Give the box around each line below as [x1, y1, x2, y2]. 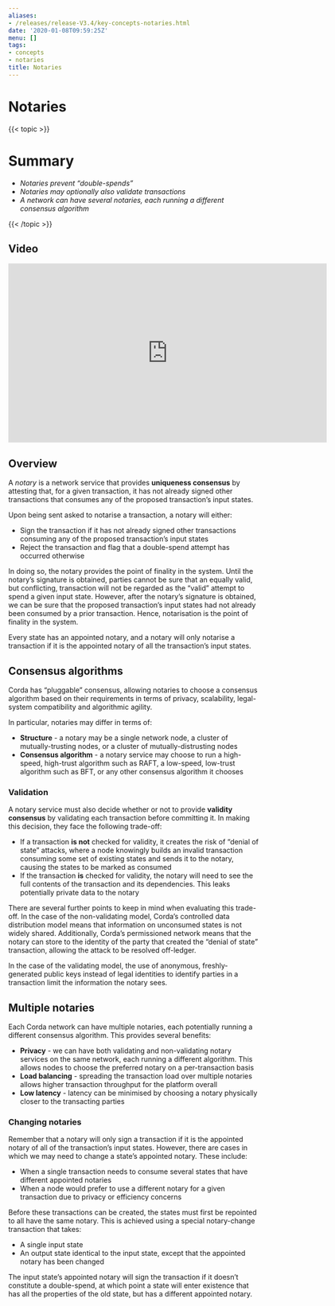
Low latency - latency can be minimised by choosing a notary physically [19, 1088, 258, 1098]
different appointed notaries [19, 1175, 112, 1185]
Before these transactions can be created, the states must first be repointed [8, 1207, 257, 1218]
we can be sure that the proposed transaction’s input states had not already [8, 600, 256, 610]
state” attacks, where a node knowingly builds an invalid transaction [19, 845, 243, 856]
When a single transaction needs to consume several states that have [19, 1167, 248, 1176]
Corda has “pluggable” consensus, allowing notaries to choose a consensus [8, 685, 258, 695]
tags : [8, 41, 26, 49]
